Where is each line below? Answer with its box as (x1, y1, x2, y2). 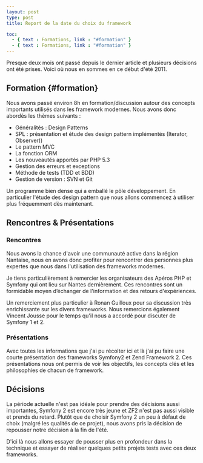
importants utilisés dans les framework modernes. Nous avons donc (6, 106, 177, 113)
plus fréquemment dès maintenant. (6, 200, 94, 207)
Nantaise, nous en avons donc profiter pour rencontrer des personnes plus (6, 256, 193, 263)
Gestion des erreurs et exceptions (15, 162, 100, 170)
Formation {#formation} (6, 83, 99, 93)
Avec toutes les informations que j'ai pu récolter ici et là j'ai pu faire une (6, 347, 185, 354)
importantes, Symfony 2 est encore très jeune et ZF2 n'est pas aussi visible (6, 407, 195, 414)
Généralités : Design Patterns (15, 124, 88, 131)
